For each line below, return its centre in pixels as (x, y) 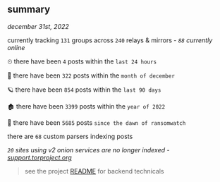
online (16, 47)
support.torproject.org (39, 157)
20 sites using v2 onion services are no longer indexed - (88, 150)
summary (29, 10)
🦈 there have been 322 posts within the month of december (91, 75)
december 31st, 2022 (38, 26)
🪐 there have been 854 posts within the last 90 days (84, 90)
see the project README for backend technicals (94, 171)
